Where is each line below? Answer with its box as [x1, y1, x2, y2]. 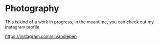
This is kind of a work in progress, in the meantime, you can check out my [5, 19, 154, 25]
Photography [5, 3, 60, 14]
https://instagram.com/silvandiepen [5, 33, 77, 39]
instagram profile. [5, 24, 41, 29]
